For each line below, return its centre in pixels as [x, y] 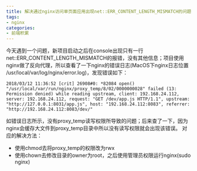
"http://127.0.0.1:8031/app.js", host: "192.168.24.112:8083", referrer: [98, 104]
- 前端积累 [18, 33]
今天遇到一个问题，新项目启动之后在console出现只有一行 [75, 51]
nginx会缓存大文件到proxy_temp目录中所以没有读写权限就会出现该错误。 [94, 128]
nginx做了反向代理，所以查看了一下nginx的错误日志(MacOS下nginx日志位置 [97, 66]
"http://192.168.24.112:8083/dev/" [50, 110]
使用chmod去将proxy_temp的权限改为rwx [64, 148]
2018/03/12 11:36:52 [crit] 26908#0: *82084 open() [70, 84]
